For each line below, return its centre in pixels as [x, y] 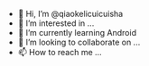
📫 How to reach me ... [60, 52]
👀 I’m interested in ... [56, 23]
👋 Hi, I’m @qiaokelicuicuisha [70, 14]
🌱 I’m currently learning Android [77, 33]
